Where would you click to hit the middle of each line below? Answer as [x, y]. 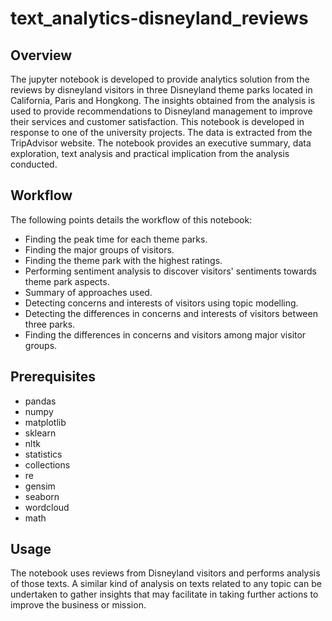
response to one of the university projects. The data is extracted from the [161, 132]
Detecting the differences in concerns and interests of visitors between [171, 313]
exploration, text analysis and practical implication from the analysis [150, 153]
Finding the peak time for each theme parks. [116, 239]
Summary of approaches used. [88, 292]
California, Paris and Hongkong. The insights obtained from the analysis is [163, 100]
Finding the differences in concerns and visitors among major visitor [165, 334]
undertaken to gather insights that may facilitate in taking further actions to [164, 594]
